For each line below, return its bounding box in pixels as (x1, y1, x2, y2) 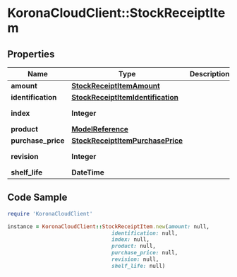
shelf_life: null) (111, 262, 166, 269)
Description (189, 69, 231, 78)
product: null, (111, 242, 157, 250)
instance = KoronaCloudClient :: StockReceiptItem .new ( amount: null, (7, 223, 210, 230)
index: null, (111, 236, 150, 243)
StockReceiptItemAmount (71, 81, 160, 90)
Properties (7, 48, 55, 60)
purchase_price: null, (111, 249, 178, 257)
